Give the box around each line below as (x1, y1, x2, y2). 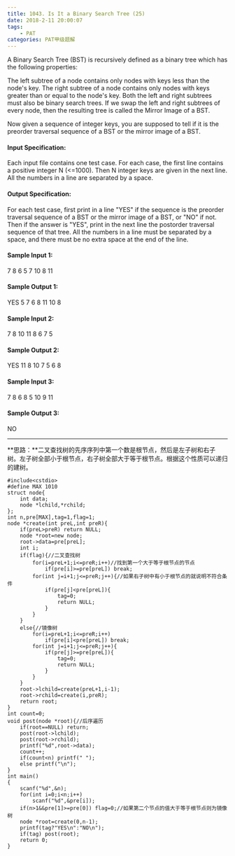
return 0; (20, 836, 49, 843)
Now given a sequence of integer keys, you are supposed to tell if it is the (7, 120, 219, 128)
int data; (20, 495, 49, 503)
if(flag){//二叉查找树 (20, 552, 80, 559)
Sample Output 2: (7, 346, 59, 354)
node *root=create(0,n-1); (20, 818, 99, 825)
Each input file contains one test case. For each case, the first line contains (7, 159, 224, 167)
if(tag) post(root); (20, 830, 80, 837)
